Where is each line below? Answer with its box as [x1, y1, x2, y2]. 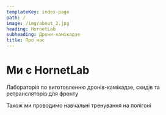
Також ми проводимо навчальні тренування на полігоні [6, 102, 151, 109]
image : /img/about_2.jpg [6, 20, 70, 26]
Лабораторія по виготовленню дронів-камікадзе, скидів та [6, 83, 161, 91]
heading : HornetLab [6, 26, 56, 32]
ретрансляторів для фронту [6, 89, 79, 97]
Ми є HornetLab [6, 63, 90, 77]
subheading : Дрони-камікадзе [6, 32, 81, 38]
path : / [6, 15, 26, 21]
